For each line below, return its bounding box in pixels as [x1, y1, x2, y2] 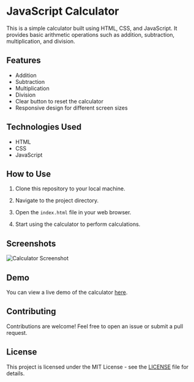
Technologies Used [6, 122, 81, 132]
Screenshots [6, 238, 56, 249]
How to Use [6, 168, 51, 179]
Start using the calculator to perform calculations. [15, 220, 141, 228]
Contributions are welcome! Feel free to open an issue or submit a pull [6, 323, 184, 330]
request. [6, 329, 28, 336]
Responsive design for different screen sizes [15, 104, 128, 111]
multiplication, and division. [6, 37, 75, 45]
